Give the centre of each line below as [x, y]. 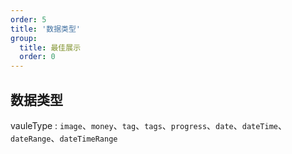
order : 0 [37, 57]
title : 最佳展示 [50, 47]
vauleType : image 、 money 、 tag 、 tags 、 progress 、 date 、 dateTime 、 [148, 125]
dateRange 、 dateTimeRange [64, 138]
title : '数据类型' [46, 29]
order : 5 [28, 19]
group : [24, 38]
